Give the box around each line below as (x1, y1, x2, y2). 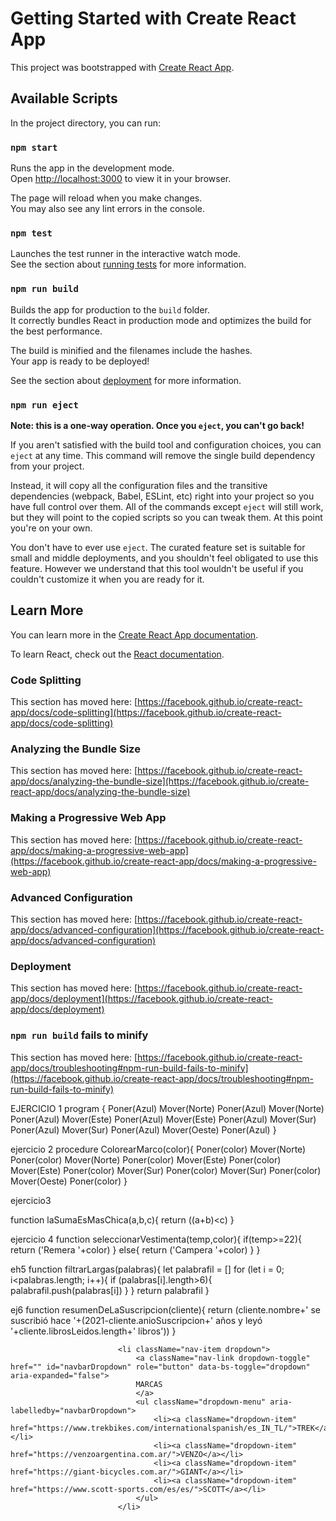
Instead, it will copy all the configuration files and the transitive (10, 479, 268, 491)
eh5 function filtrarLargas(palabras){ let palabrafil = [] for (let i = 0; (10, 1263, 285, 1275)
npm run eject (10, 399, 79, 411)
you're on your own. (10, 522, 93, 534)
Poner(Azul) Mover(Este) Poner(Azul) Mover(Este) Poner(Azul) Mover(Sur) (10, 1113, 317, 1125)
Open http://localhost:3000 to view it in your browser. (10, 173, 232, 185)
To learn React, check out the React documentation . (10, 648, 225, 660)
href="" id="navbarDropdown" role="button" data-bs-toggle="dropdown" (10, 1362, 311, 1372)
